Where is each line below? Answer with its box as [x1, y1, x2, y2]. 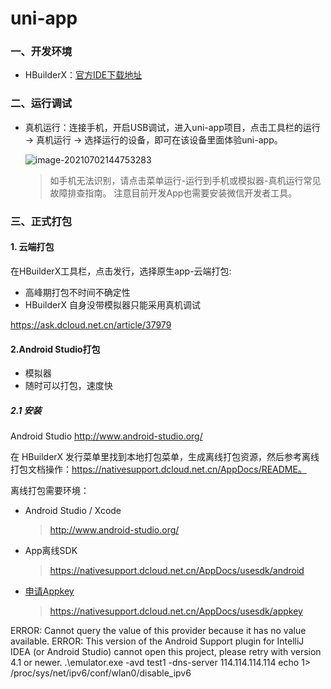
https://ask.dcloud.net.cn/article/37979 [10, 318, 172, 331]
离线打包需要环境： [10, 485, 90, 497]
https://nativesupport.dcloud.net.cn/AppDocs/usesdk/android [49, 565, 305, 577]
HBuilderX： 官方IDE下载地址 [24, 69, 143, 81]
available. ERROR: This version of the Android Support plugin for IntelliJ [10, 635, 305, 647]
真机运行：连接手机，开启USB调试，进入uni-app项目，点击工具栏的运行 [24, 121, 321, 133]
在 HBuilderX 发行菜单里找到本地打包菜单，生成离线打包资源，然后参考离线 [10, 451, 320, 463]
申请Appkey [24, 585, 75, 597]
